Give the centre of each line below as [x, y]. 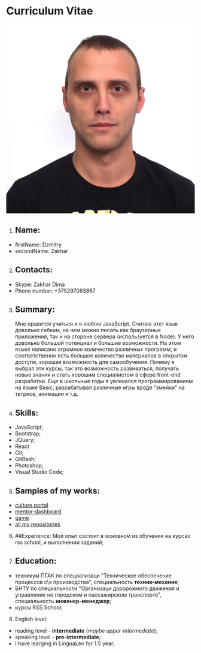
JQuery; [25, 440]
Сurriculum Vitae [50, 11]
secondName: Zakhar [42, 251]
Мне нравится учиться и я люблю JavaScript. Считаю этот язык [96, 324]
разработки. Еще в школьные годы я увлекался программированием [104, 381]
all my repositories [38, 524]
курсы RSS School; [39, 607]
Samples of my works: [57, 491]
